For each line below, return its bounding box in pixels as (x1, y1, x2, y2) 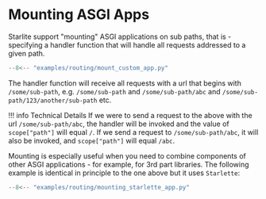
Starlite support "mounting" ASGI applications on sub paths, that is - (8, 32, 232, 41)
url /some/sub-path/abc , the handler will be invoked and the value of (8, 119, 229, 128)
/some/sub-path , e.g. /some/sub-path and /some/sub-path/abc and (8, 86, 221, 96)
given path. (8, 48, 45, 58)
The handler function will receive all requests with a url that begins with (8, 78, 242, 88)
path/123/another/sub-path (8, 97, 98, 105)
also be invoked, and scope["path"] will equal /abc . (8, 136, 175, 145)
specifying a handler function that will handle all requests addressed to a (8, 40, 246, 49)
